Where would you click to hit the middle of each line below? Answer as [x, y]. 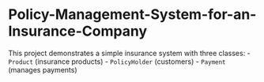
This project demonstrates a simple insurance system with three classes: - [129, 53]
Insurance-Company [78, 31]
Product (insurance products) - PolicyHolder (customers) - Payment [117, 61]
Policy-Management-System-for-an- [132, 15]
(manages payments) [43, 69]
